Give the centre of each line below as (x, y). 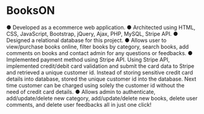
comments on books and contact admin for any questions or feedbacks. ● (100, 53)
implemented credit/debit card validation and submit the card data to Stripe (100, 66)
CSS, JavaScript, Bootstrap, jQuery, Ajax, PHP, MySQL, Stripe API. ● (92, 33)
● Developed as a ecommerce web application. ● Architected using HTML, (101, 27)
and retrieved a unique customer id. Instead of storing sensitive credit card (100, 72)
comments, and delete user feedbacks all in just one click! (79, 104)
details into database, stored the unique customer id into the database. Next (101, 79)
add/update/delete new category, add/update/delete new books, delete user (102, 98)
